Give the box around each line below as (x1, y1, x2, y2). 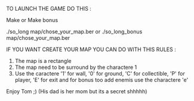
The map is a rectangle (14, 58, 72, 64)
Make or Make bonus (6, 17, 58, 23)
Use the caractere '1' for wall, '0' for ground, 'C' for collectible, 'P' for (14, 70, 185, 77)
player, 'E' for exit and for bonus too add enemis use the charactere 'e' (14, 77, 189, 83)
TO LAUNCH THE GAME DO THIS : (6, 5, 91, 12)
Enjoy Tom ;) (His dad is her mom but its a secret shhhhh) (6, 88, 147, 94)
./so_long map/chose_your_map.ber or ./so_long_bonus (6, 28, 143, 35)
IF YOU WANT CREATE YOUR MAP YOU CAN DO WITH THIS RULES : (6, 46, 176, 53)
